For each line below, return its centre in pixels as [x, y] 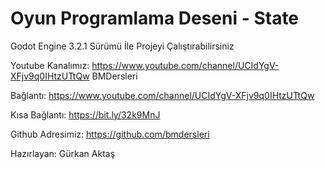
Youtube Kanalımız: [50, 65]
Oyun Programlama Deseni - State [155, 18]
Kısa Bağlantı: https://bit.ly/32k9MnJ [85, 114]
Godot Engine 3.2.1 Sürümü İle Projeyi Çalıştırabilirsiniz [122, 46]
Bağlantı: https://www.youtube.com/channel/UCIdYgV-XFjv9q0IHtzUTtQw [162, 95]
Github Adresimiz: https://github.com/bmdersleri [110, 134]
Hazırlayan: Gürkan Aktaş [63, 153]
